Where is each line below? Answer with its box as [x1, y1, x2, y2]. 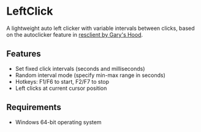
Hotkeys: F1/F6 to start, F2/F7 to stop [15, 78, 109, 85]
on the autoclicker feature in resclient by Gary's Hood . [6, 31, 143, 38]
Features [6, 49, 41, 59]
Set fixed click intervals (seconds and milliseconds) [15, 65, 145, 72]
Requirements [6, 102, 61, 112]
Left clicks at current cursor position [15, 84, 107, 92]
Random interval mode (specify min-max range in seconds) [15, 71, 165, 79]
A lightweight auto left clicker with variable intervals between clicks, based [6, 24, 195, 32]
